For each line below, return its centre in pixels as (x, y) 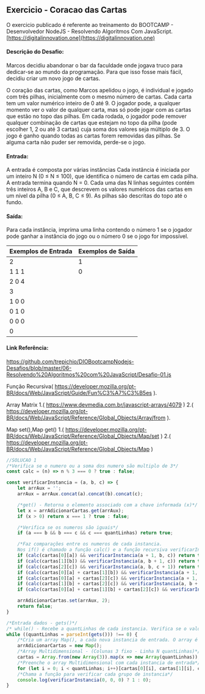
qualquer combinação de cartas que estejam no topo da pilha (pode (92, 123)
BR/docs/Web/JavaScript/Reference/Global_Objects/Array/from (86, 418)
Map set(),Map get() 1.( (35, 429)
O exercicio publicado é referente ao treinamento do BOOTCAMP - (90, 24)
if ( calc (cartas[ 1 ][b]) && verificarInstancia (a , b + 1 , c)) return (106, 561)
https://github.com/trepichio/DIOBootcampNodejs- (70, 361)
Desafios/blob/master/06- (39, 368)
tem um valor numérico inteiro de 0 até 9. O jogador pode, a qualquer (94, 103)
